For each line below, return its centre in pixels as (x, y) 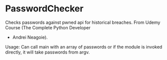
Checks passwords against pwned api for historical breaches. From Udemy (83, 22)
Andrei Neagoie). (30, 37)
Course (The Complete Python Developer (48, 27)
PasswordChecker (44, 9)
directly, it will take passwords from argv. (48, 52)
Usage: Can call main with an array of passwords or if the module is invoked (84, 47)
